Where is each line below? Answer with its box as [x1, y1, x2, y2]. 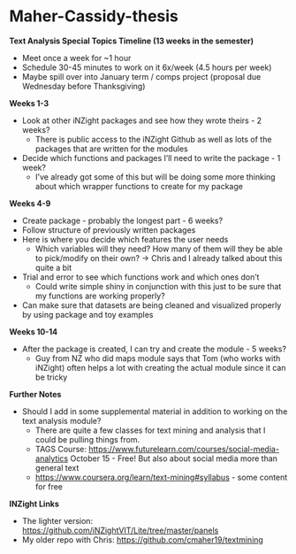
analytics [34, 453, 69, 464]
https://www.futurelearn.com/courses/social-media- [87, 443, 280, 454]
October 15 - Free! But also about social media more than [70, 453, 278, 464]
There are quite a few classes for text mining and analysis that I [34, 425, 266, 435]
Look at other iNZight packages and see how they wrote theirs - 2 [21, 115, 262, 126]
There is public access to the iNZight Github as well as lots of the [34, 134, 272, 144]
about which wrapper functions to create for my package [34, 181, 243, 191]
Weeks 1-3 [9, 97, 49, 108]
